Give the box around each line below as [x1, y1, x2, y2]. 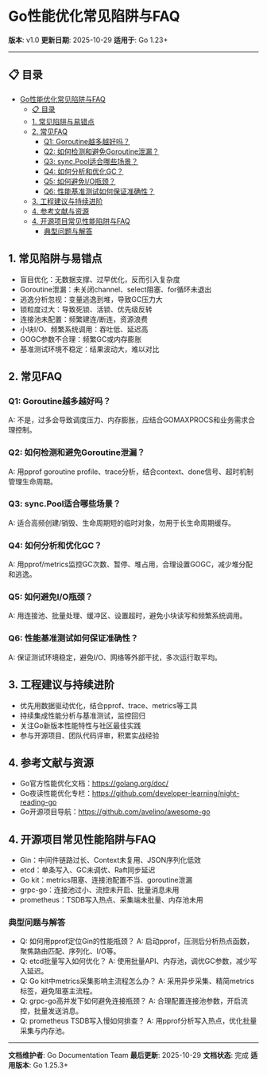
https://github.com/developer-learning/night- [91, 789, 240, 798]
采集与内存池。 [19, 1026, 69, 1036]
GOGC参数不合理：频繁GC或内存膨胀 [19, 334, 142, 343]
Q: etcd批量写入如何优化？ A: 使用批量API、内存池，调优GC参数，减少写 [19, 957, 257, 966]
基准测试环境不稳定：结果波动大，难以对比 [19, 344, 160, 354]
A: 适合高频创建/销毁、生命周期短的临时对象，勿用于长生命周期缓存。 [8, 518, 236, 527]
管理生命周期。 [8, 476, 57, 486]
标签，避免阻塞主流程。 [19, 986, 97, 996]
